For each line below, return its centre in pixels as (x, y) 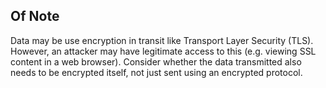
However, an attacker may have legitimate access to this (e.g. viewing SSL (163, 51)
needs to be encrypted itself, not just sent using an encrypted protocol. (156, 72)
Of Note (35, 16)
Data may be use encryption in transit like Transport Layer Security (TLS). (162, 40)
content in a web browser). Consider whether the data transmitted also (156, 61)
